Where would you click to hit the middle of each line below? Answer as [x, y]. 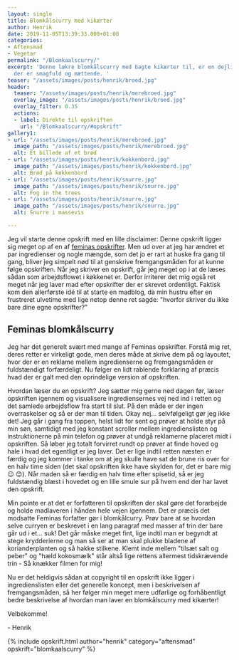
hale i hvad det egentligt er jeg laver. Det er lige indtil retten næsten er [110, 451]
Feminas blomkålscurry [61, 329]
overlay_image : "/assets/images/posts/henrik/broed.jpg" [100, 100]
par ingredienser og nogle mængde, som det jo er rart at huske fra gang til [116, 254]
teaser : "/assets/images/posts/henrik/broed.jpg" [83, 80]
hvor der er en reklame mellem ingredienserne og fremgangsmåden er [111, 362]
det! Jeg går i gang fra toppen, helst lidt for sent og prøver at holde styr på [116, 421]
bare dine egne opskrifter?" [48, 307]
